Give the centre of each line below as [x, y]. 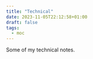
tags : [13, 28]
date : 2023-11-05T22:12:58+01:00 [47, 17]
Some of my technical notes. [40, 50]
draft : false [22, 22]
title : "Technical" [30, 11]
